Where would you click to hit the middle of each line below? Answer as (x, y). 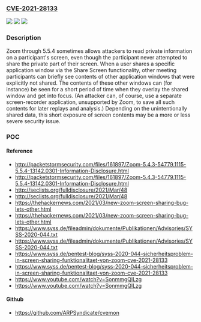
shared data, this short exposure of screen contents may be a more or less (98, 115)
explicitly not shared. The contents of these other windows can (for (89, 83)
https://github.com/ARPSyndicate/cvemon (67, 312)
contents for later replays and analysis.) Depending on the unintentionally (97, 108)
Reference (19, 151)
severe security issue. (34, 121)
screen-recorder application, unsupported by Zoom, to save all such (91, 102)
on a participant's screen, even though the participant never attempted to (97, 57)
